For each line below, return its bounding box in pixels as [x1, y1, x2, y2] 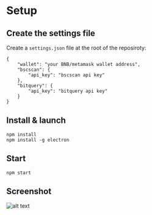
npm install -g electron [6, 137, 70, 143]
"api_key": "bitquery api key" [28, 88, 108, 94]
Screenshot [6, 186, 52, 197]
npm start [6, 169, 32, 176]
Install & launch [6, 115, 66, 126]
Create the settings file [6, 28, 96, 38]
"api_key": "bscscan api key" [28, 72, 105, 78]
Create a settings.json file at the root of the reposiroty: [6, 44, 147, 51]
